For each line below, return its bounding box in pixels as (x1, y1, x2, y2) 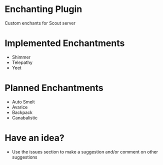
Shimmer (11, 54, 31, 60)
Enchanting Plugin (4, 3, 82, 15)
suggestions (11, 154, 38, 160)
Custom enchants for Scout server (4, 20, 76, 26)
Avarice (11, 104, 28, 110)
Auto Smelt (11, 98, 35, 104)
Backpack (11, 109, 33, 115)
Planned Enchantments (4, 82, 103, 93)
